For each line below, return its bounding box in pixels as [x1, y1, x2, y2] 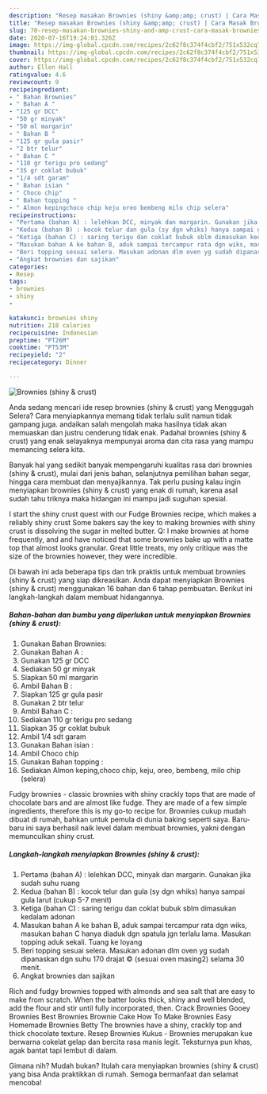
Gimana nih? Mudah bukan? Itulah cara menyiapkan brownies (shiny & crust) [9, 1061, 259, 1070]
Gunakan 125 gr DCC [20, 655, 90, 665]
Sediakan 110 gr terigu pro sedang [20, 714, 132, 724]
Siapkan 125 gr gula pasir [20, 689, 104, 699]
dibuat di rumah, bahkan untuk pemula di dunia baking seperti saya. [9, 814, 231, 824]
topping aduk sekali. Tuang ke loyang [20, 937, 143, 946]
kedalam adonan [20, 911, 75, 922]
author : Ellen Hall [9, 64, 74, 72]
